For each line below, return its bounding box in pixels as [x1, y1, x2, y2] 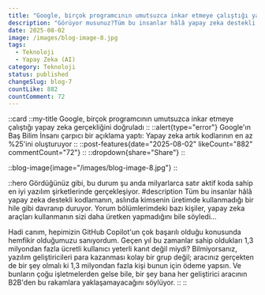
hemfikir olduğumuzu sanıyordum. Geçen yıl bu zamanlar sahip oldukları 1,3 [8, 236, 254, 245]
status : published [8, 70, 69, 78]
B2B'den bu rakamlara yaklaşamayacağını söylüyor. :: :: [8, 278, 188, 287]
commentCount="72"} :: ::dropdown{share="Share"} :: [8, 148, 185, 157]
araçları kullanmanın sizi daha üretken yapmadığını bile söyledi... [8, 212, 217, 221]
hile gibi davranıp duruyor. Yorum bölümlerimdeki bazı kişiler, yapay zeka [8, 203, 245, 214]
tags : [8, 41, 26, 49]
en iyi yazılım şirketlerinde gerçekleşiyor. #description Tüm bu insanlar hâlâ [8, 187, 252, 196]
